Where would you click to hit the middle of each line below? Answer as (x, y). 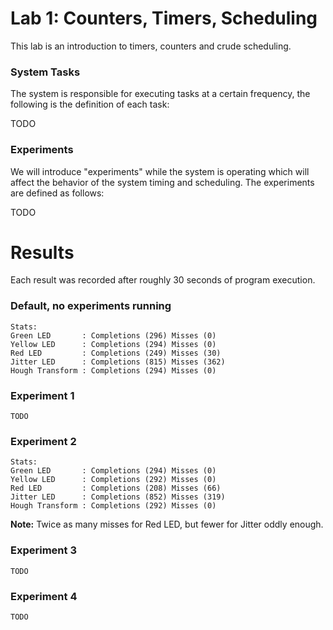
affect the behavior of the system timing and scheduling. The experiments (162, 182)
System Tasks (45, 72)
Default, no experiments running (91, 306)
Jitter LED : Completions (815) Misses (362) (118, 362)
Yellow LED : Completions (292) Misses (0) (113, 480)
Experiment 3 (43, 550)
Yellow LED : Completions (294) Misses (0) (113, 344)
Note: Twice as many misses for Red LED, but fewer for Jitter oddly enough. (167, 524)
